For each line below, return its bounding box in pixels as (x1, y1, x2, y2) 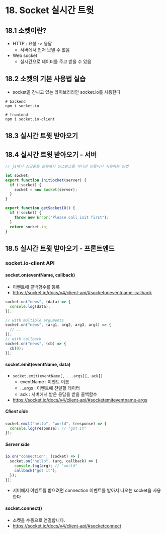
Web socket (12, 52, 38, 58)
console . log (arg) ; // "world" (14, 463, 78, 469)
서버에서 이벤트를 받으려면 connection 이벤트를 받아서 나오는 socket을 (12, 487, 152, 493)
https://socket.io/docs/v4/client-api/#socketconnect (12, 522, 122, 529)
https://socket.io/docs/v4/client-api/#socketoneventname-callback (12, 289, 152, 295)
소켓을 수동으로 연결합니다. (12, 517, 65, 523)
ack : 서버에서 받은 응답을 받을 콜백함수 (20, 391, 97, 397)
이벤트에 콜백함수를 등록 (12, 284, 60, 290)
